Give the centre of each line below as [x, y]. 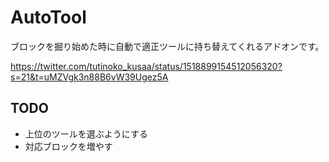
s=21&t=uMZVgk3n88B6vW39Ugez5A [89, 77]
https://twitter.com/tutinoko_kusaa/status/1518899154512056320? [146, 66]
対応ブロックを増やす [68, 146]
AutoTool [48, 17]
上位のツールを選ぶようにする [86, 133]
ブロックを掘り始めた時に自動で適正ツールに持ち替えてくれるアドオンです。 [167, 46]
